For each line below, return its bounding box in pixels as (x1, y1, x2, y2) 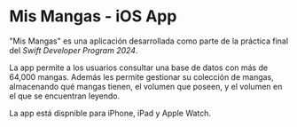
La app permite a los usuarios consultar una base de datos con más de (9, 62, 269, 73)
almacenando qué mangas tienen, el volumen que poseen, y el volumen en (9, 81, 283, 91)
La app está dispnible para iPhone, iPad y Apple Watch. (9, 107, 211, 118)
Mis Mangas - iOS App (9, 6, 177, 27)
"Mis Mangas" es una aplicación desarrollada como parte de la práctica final (9, 36, 289, 46)
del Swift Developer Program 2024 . (9, 44, 138, 55)
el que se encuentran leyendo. (9, 91, 121, 101)
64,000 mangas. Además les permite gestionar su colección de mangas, (9, 71, 275, 82)
